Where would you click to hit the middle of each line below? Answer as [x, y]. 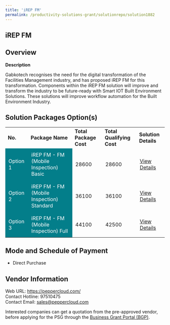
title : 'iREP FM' [24, 10]
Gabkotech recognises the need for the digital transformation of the [76, 75]
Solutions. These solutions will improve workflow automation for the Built [81, 96]
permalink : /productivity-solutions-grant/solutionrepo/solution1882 [80, 15]
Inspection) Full [50, 231]
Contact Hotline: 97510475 [33, 297]
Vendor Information [37, 279]
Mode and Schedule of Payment [57, 251]
